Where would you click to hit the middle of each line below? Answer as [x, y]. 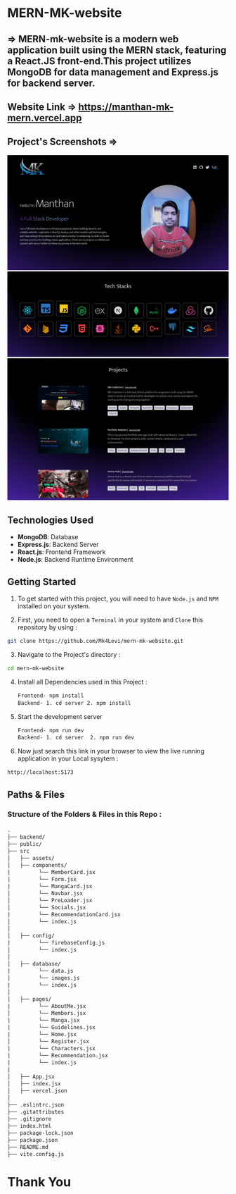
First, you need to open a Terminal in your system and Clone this [110, 620]
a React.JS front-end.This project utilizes [99, 61]
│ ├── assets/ [31, 858]
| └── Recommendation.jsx [58, 1055]
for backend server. [51, 83]
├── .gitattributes [36, 1112]
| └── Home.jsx [42, 1034]
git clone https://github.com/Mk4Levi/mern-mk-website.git [96, 641]
